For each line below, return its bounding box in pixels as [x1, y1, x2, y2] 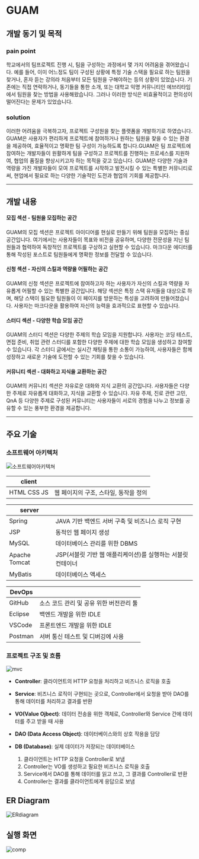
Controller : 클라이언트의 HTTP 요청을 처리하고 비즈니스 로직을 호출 [14, 677, 171, 685]
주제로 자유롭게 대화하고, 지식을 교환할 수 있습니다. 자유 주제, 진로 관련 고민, [12, 390, 188, 397]
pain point [6, 47, 36, 55]
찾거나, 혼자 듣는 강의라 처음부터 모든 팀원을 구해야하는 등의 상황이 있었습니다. [6, 75, 187, 83]
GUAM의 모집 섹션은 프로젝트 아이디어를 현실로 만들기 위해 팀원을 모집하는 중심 [6, 228, 190, 236]
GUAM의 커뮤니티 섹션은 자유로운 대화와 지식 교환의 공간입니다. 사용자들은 [6, 382, 179, 389]
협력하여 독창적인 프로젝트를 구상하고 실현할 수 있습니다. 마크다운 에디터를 [21, 243, 193, 250]
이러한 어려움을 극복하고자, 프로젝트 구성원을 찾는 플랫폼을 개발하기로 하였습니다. [6, 128, 193, 135]
